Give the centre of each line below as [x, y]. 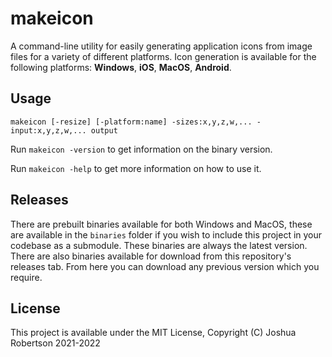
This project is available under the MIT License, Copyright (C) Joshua [153, 333]
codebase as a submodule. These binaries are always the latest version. [159, 245]
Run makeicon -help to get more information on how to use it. [136, 168]
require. [26, 277]
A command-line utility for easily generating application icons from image [161, 46]
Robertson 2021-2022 [55, 343]
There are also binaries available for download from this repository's [151, 256]
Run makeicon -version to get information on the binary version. [141, 149]
